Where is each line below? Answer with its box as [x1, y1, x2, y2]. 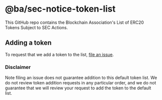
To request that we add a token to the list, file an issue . [5, 51, 114, 57]
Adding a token [5, 39, 52, 47]
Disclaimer [5, 64, 31, 70]
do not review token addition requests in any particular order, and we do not [5, 80, 156, 86]
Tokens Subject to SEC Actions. [5, 24, 68, 30]
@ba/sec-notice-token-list [5, 3, 116, 15]
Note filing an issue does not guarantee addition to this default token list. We [5, 75, 157, 81]
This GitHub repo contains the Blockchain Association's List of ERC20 [5, 19, 144, 25]
